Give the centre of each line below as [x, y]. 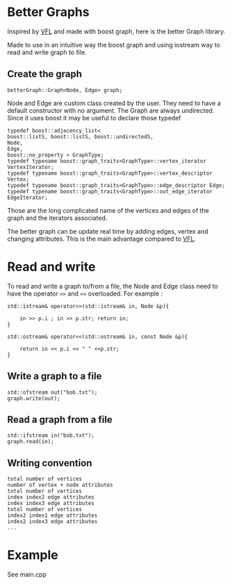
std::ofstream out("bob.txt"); [52, 392]
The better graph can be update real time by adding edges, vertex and [108, 231]
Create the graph [44, 74]
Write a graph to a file [55, 376]
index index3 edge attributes [51, 504]
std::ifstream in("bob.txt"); [51, 435]
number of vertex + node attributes [60, 485]
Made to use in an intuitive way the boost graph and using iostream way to [114, 45]
